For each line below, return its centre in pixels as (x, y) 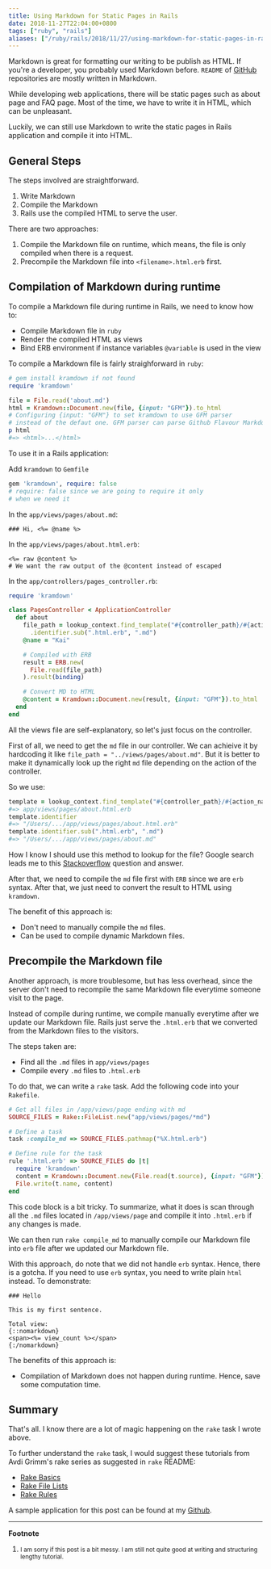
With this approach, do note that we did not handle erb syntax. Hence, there (134, 1264)
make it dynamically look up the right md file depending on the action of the (132, 762)
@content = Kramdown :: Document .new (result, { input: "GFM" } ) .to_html (140, 699)
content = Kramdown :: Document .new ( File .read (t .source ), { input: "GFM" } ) (140, 1176)
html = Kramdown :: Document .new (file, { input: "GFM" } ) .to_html (115, 408)
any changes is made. (45, 1223)
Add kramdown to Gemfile (48, 468)
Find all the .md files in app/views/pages (85, 1062)
